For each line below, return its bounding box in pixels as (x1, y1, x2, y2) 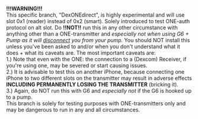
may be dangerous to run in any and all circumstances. (6, 107, 140, 113)
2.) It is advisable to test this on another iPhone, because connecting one (6, 68, 185, 75)
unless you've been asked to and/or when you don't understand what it (6, 43, 181, 50)
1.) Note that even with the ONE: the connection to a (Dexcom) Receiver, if (6, 56, 187, 62)
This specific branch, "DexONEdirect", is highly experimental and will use (6, 11, 185, 18)
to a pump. (6, 93, 33, 101)
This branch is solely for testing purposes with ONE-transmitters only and (6, 100, 186, 107)
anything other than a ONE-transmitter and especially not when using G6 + (6, 30, 189, 37)
